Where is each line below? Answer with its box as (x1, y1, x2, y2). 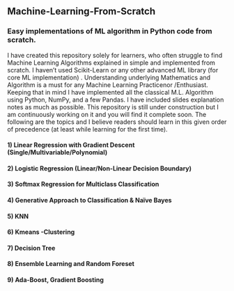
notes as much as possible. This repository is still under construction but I (7, 102, 219, 111)
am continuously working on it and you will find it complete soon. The (7, 110, 207, 118)
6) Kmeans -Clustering (7, 228, 75, 236)
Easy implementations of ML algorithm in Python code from (7, 26, 212, 36)
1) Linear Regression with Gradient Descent (7, 141, 135, 149)
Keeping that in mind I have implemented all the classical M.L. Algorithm (7, 88, 214, 96)
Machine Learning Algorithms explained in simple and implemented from (7, 58, 216, 67)
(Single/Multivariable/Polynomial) (7, 148, 108, 157)
